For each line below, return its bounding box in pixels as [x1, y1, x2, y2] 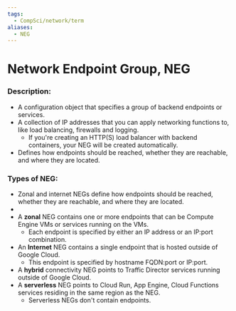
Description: [7, 86, 51, 96]
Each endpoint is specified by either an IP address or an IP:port [28, 228, 213, 236]
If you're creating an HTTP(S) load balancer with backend [28, 133, 198, 141]
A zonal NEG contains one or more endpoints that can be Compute [17, 213, 214, 221]
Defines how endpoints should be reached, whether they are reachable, [17, 148, 228, 157]
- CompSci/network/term [14, 17, 84, 24]
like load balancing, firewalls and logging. [17, 126, 139, 134]
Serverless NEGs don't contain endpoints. [28, 296, 151, 305]
